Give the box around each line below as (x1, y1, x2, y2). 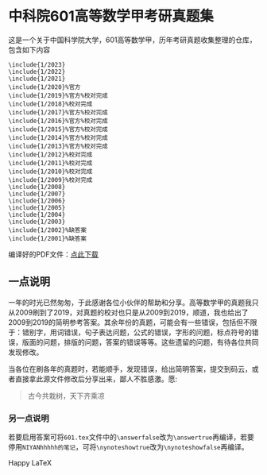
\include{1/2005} (8, 203, 66, 211)
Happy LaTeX (8, 458, 52, 468)
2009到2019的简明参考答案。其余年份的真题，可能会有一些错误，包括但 (8, 317, 244, 326)
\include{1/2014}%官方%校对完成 (8, 133, 109, 141)
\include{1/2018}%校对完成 (8, 100, 93, 108)
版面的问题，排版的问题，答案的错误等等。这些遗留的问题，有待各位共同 (21, 337, 259, 346)
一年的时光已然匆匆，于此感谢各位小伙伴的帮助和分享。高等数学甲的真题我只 (8, 297, 259, 307)
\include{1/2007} (8, 190, 66, 198)
